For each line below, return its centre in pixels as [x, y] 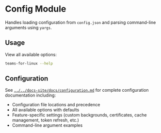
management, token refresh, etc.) [45, 120]
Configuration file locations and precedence [56, 105]
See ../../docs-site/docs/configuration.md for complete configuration [77, 90]
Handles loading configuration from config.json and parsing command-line [80, 22]
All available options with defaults [46, 110]
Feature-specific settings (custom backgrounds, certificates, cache [79, 115]
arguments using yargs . [28, 27]
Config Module [36, 9]
